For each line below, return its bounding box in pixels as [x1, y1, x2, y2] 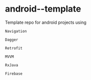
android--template [5, 3, 81, 15]
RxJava [5, 63, 18, 67]
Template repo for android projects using [5, 19, 87, 25]
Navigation [5, 29, 27, 33]
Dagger [5, 37, 18, 42]
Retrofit [5, 46, 23, 50]
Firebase [5, 71, 23, 76]
